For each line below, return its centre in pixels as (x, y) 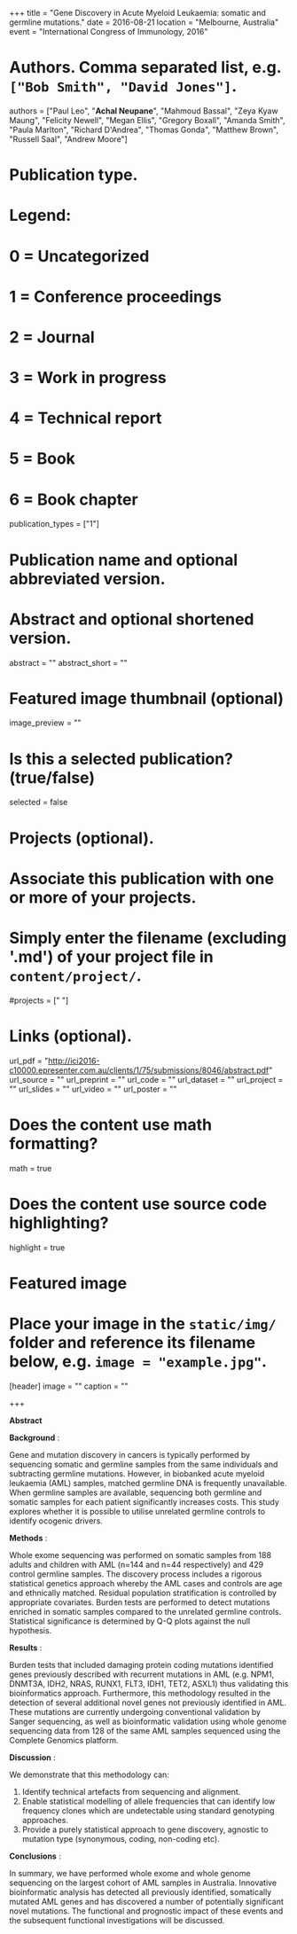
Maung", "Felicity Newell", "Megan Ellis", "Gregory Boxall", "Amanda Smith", (147, 120)
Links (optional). (71, 1036)
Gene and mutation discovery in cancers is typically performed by (130, 1454)
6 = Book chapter (74, 499)
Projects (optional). (82, 838)
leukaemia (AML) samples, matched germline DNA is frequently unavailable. (148, 1483)
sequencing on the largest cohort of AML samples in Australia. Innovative (143, 1883)
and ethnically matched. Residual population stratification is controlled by (143, 1593)
